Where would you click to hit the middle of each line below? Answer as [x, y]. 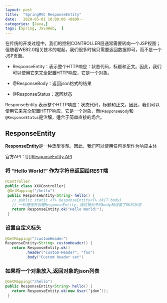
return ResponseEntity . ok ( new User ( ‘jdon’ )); [60, 291]
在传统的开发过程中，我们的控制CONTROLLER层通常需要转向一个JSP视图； [83, 44]
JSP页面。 [16, 56]
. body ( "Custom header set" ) [54, 257]
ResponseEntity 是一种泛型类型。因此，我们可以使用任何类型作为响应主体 [81, 146]
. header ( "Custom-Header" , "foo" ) [60, 253]
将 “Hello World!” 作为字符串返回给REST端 [57, 171]
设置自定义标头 [23, 228]
